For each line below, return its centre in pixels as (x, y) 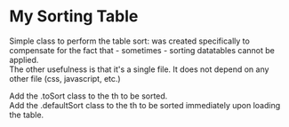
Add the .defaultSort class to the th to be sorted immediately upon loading (145, 105)
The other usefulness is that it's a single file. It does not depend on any (139, 69)
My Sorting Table (74, 16)
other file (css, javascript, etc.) (65, 78)
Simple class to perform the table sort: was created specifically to (130, 41)
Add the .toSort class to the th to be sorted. (88, 96)
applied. (24, 60)
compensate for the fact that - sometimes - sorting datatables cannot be (142, 50)
